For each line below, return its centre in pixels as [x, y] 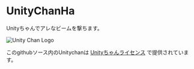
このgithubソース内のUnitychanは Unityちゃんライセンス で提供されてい [95, 52]
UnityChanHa [41, 11]
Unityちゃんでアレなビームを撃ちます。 [55, 28]
